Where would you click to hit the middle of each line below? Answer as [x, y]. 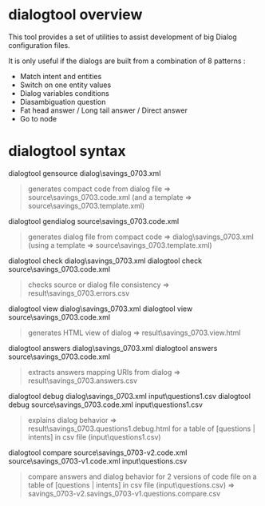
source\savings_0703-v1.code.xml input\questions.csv [98, 460]
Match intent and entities [61, 76]
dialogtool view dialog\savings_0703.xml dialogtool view [101, 309]
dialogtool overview [75, 15]
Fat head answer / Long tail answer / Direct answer [103, 110]
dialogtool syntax [67, 151]
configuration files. [39, 45]
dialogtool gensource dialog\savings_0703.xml [85, 173]
